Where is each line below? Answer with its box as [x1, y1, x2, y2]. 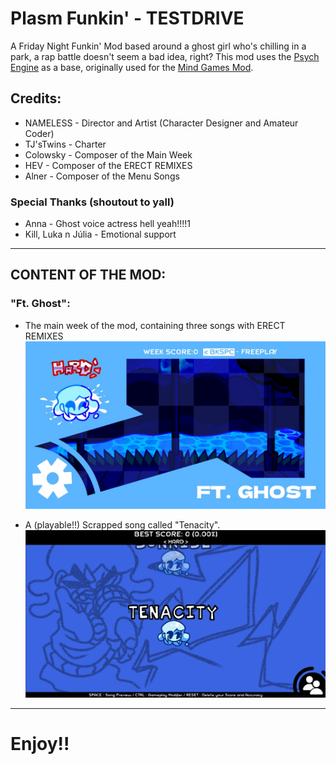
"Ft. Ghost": [10, 297, 71, 311]
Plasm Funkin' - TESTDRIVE [10, 7, 245, 30]
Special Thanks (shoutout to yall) [10, 195, 175, 209]
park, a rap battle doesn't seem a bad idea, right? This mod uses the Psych [10, 50, 320, 62]
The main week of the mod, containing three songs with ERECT [24, 319, 286, 331]
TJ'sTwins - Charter [24, 138, 107, 150]
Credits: [10, 90, 62, 107]
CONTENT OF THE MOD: [10, 267, 167, 284]
